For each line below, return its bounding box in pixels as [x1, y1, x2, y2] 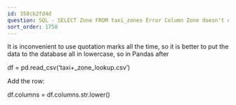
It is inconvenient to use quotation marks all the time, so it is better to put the [7, 43, 229, 51]
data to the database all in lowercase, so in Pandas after [7, 50, 169, 58]
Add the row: [7, 77, 45, 85]
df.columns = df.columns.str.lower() [7, 90, 110, 99]
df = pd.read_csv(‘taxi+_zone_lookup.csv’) [7, 64, 131, 72]
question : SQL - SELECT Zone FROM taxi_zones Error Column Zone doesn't [7, 17, 225, 24]
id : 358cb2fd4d [7, 10, 52, 17]
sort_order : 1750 [7, 23, 58, 30]
